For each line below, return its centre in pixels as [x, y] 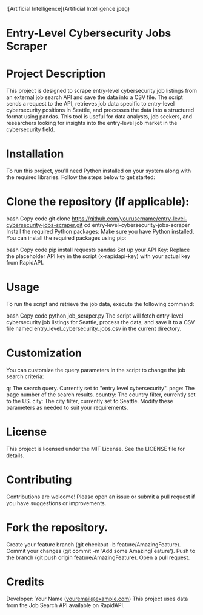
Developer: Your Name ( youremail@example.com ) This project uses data [97, 599]
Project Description [56, 74]
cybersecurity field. [31, 129]
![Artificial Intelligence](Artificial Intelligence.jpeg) [68, 9]
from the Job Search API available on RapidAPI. [65, 605]
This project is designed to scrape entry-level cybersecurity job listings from [101, 91]
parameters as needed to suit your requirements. [67, 407]
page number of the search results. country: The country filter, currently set [101, 395]
